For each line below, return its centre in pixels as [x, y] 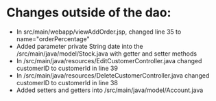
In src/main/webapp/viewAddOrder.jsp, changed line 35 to [99, 32]
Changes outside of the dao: [89, 13]
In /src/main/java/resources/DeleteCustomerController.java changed [113, 75]
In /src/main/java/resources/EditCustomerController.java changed [109, 60]
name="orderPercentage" [53, 38]
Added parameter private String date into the [80, 46]
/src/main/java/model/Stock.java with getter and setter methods [106, 54]
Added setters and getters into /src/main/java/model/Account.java [110, 90]
